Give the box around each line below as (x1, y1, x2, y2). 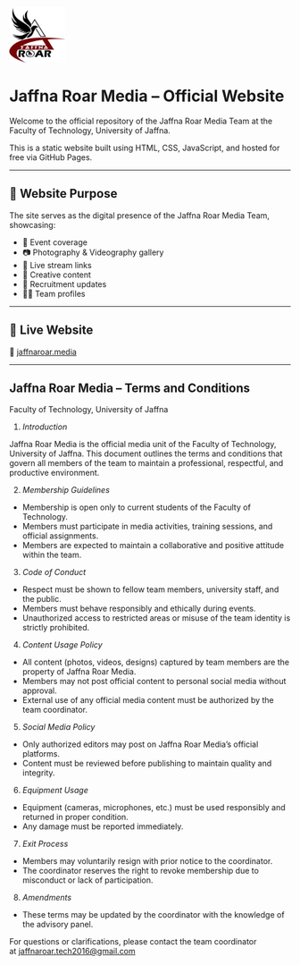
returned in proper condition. (21, 812, 129, 823)
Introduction (21, 421, 68, 432)
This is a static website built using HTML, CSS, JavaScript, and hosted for (9, 142, 280, 153)
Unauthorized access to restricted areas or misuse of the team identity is (21, 613, 291, 623)
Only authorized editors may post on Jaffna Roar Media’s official (21, 739, 259, 749)
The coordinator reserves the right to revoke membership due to (21, 866, 259, 876)
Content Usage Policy (21, 639, 103, 650)
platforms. (21, 749, 61, 759)
